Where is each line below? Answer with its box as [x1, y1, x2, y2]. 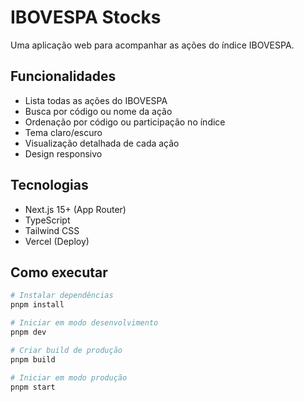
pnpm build [10, 354, 56, 365]
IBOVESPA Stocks [10, 6, 162, 29]
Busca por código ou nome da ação [24, 105, 173, 117]
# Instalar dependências [10, 291, 114, 301]
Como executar [10, 264, 108, 281]
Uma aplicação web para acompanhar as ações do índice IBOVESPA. [10, 39, 295, 51]
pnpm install [10, 300, 65, 310]
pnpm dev [10, 327, 47, 337]
